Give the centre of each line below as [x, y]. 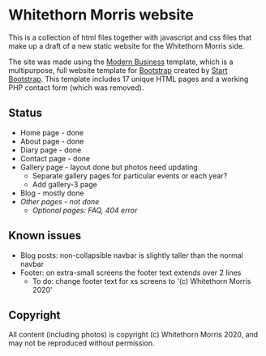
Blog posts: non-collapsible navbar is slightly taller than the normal [131, 255]
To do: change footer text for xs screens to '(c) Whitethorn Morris [142, 281]
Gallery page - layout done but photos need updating [109, 167]
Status [26, 113]
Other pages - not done [60, 201]
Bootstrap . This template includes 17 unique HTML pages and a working [129, 79]
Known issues [45, 236]
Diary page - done [51, 150]
